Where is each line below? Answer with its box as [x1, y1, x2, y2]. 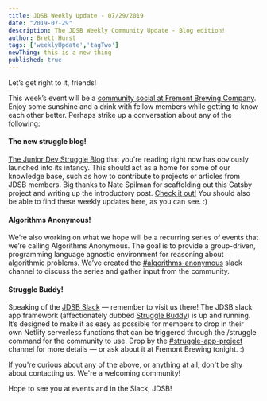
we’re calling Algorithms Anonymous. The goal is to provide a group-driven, [8, 241, 256, 251]
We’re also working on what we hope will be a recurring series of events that [8, 232, 259, 243]
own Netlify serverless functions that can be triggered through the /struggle [8, 328, 257, 337]
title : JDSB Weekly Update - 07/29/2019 [8, 11, 145, 20]
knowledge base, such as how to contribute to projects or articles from [8, 172, 241, 181]
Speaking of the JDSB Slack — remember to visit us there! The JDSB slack [8, 302, 253, 312]
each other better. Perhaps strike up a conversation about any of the [8, 110, 232, 119]
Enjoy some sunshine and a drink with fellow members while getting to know [8, 101, 259, 111]
